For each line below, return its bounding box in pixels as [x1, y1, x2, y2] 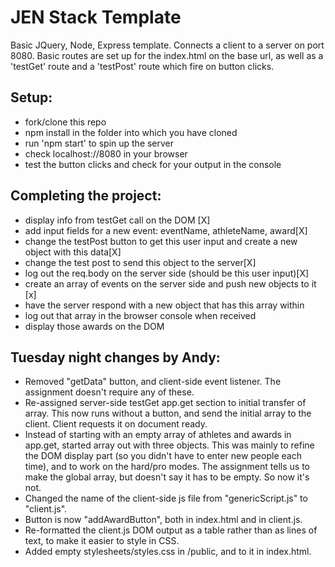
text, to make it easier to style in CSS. [24, 535, 180, 547]
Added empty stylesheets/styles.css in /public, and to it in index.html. [24, 546, 312, 558]
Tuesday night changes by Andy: [10, 349, 221, 366]
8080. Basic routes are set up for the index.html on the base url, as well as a [10, 49, 324, 61]
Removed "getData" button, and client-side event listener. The [24, 376, 282, 388]
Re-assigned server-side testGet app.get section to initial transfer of [24, 397, 307, 409]
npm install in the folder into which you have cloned [24, 126, 238, 138]
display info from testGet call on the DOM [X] [24, 214, 211, 226]
